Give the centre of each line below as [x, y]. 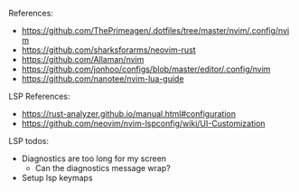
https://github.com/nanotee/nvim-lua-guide [103, 79]
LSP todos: [29, 141]
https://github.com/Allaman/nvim [83, 59]
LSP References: [39, 96]
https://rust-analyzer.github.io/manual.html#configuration [129, 114]
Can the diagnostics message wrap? [103, 168]
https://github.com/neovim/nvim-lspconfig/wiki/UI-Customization [143, 123]
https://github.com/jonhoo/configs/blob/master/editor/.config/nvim [146, 69]
